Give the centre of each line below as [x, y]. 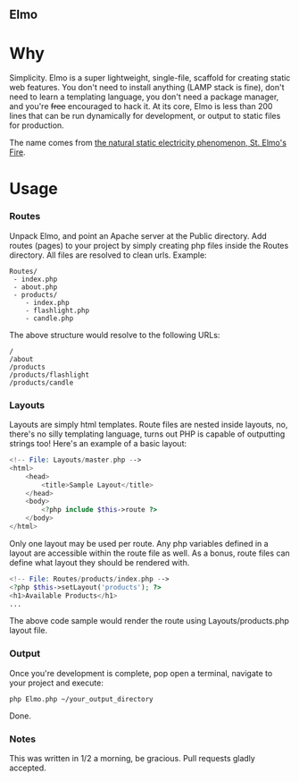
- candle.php [50, 318]
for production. [37, 125]
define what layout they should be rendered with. [100, 562]
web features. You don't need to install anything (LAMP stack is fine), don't [147, 88]
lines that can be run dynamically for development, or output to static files [145, 116]
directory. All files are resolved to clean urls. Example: [108, 255]
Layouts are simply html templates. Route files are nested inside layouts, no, [149, 425]
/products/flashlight [50, 375]
